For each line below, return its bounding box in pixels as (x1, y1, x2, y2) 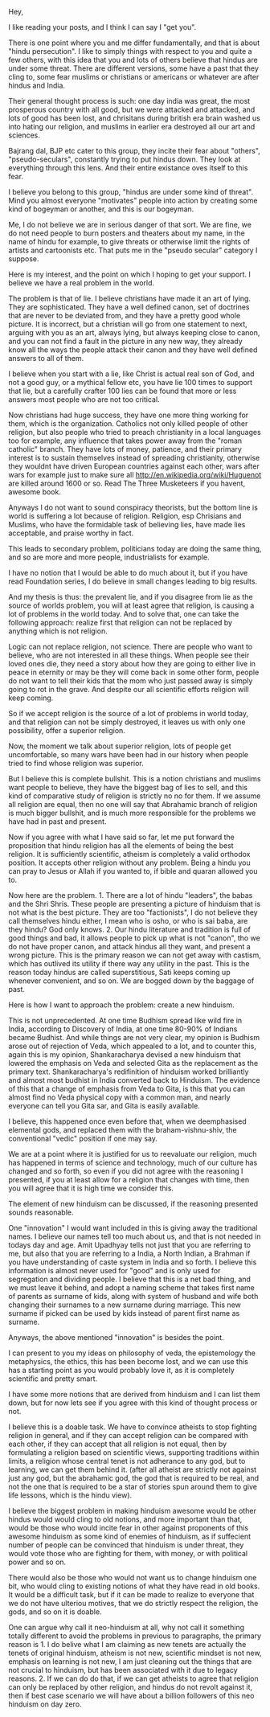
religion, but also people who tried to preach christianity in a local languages (8, 428, 261, 436)
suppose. (8, 254, 39, 264)
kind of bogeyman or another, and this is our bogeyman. (8, 204, 194, 214)
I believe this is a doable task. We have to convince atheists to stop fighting (8, 1422, 257, 1432)
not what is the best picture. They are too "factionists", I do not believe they (8, 908, 259, 917)
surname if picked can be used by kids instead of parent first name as (8, 1309, 240, 1317)
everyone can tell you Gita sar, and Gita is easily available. (8, 1101, 201, 1110)
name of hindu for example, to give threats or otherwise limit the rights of (8, 237, 251, 246)
